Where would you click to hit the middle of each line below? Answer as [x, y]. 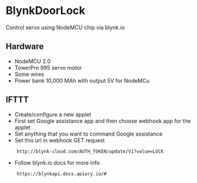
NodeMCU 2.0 [33, 61]
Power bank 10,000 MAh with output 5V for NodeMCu [82, 80]
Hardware [25, 47]
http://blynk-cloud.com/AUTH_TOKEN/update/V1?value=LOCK [90, 151]
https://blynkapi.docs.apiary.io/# [62, 174]
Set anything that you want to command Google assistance [88, 134]
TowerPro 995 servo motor [48, 67]
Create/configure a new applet [53, 114]
